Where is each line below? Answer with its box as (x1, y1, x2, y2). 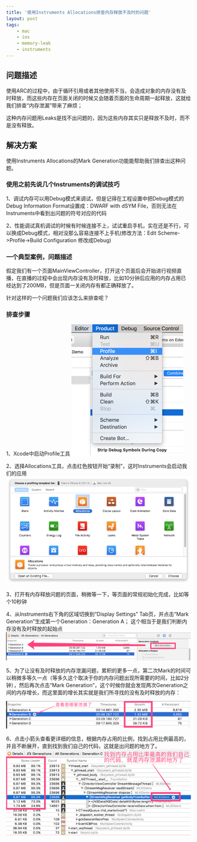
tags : (6, 22, 19, 28)
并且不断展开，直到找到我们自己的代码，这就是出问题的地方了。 (6, 742, 160, 749)
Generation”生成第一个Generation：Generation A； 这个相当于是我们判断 (6, 618, 182, 625)
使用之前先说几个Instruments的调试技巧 (6, 181, 120, 189)
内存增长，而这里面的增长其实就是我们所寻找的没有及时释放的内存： (16, 689, 181, 696)
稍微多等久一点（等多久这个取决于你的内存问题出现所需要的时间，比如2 (11, 674, 184, 681)
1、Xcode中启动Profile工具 (6, 450, 70, 457)
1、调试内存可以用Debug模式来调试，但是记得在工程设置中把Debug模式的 (6, 195, 185, 202)
